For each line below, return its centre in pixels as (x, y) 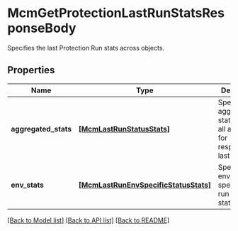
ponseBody (42, 28)
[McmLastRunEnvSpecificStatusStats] (144, 185)
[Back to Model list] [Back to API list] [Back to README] (89, 220)
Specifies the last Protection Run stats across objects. (86, 48)
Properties (31, 70)
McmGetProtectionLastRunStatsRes (116, 13)
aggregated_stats (41, 129)
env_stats (28, 185)
